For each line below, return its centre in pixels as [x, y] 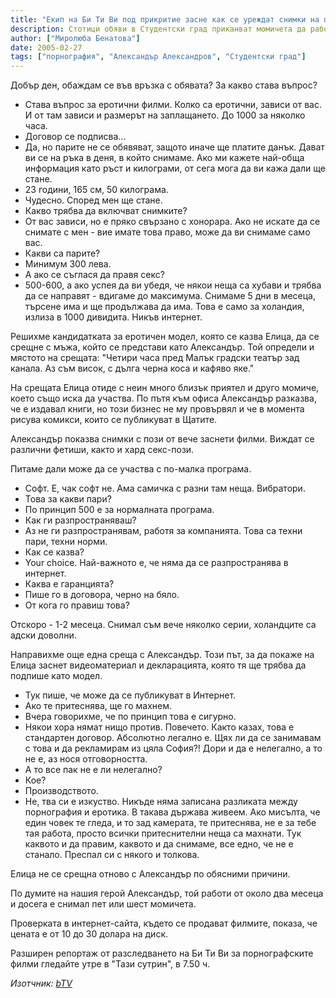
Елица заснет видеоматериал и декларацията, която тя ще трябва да [158, 665]
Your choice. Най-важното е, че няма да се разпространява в [156, 563]
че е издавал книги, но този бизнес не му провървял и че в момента [157, 409]
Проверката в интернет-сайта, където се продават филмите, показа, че [164, 923]
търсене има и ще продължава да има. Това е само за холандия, [164, 307]
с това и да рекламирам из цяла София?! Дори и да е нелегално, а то [173, 748]
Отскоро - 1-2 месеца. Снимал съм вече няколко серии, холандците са [163, 625]
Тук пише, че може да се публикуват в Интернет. [130, 695]
